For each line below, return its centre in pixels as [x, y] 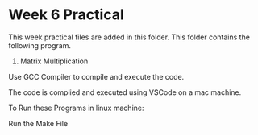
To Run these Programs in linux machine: [76, 108]
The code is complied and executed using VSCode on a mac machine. [125, 92]
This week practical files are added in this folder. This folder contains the [129, 37]
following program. [40, 45]
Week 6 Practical [67, 15]
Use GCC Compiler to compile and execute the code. [96, 76]
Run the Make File [38, 123]
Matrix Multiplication [54, 61]
